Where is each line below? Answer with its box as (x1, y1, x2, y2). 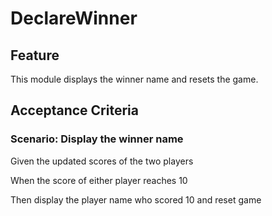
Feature (10, 47, 60, 64)
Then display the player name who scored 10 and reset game (10, 193, 262, 206)
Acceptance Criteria (10, 102, 139, 119)
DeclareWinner (10, 7, 138, 30)
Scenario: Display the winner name (10, 132, 184, 146)
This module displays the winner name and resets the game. (10, 73, 259, 85)
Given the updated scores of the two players (10, 155, 194, 167)
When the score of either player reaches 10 (10, 174, 188, 186)
